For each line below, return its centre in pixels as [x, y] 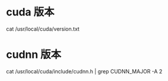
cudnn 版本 [34, 55]
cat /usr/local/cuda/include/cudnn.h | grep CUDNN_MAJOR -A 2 [84, 71]
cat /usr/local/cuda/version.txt [43, 29]
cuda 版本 [30, 12]
